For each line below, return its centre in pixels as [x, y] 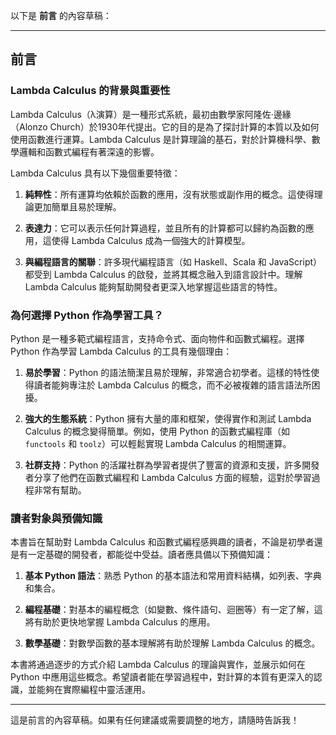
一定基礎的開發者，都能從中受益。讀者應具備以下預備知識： [150, 555]
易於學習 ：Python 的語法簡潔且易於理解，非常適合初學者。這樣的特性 [168, 372]
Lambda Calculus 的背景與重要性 [90, 91]
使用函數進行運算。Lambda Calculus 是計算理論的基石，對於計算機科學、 [161, 139]
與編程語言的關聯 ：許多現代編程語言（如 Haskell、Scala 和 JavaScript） [173, 261]
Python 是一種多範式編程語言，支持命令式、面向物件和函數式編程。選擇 [157, 338]
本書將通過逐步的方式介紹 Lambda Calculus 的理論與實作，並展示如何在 [158, 665]
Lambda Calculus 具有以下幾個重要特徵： [95, 173]
